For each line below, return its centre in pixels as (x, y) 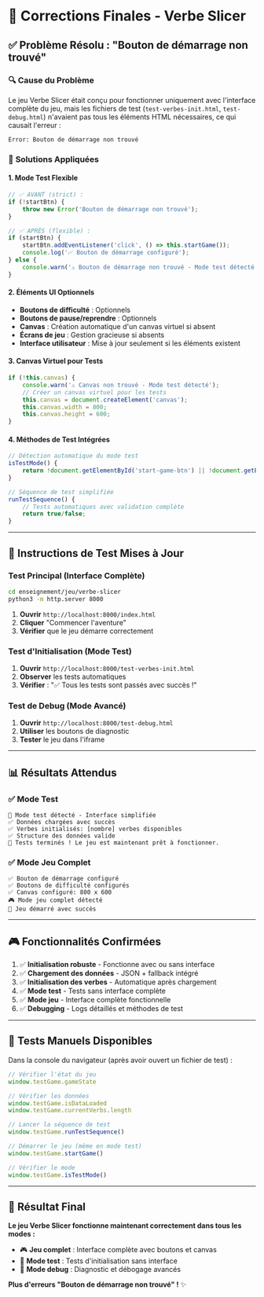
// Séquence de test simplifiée (61, 492)
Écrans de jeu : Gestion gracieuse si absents (92, 335)
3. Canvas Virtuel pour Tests (56, 361)
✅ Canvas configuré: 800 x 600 (60, 892)
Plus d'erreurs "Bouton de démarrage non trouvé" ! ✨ (97, 1284)
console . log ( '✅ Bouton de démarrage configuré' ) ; (106, 253)
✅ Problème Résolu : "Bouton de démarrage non (128, 45)
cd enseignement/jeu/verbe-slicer (65, 592)
